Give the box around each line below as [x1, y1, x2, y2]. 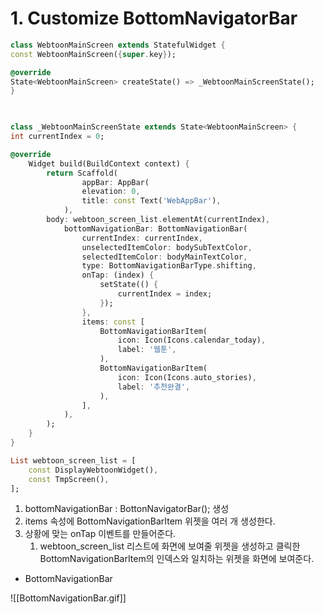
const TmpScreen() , [28, 474, 110, 484]
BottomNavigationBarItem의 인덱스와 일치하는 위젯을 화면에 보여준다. [39, 553, 315, 565]
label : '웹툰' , [117, 345, 177, 355]
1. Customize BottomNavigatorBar [10, 7, 298, 30]
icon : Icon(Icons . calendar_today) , [117, 335, 267, 346]
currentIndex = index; [117, 289, 213, 299]
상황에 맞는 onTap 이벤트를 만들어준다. [24, 528, 177, 540]
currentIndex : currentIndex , [81, 233, 203, 243]
